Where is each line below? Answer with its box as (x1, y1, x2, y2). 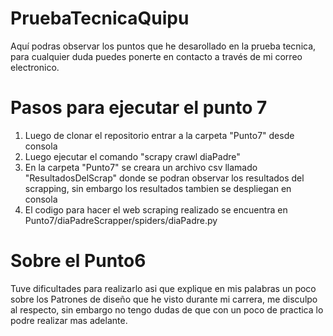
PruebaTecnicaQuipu (10, 7, 190, 30)
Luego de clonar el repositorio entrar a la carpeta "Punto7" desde (24, 129, 295, 141)
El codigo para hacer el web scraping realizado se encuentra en (24, 203, 288, 216)
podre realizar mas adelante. (10, 314, 128, 326)
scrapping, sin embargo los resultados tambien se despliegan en (24, 182, 292, 194)
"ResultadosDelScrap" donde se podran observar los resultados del (24, 172, 305, 184)
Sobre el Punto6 (10, 250, 147, 272)
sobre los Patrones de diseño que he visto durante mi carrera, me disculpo (10, 293, 318, 305)
